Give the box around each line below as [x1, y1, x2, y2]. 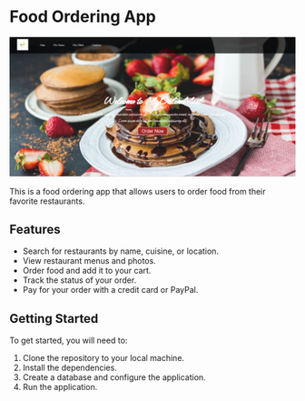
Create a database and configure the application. [22, 372, 206, 383]
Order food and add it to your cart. [22, 266, 152, 276]
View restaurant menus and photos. [22, 256, 156, 266]
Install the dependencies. [22, 362, 118, 374]
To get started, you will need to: [9, 335, 128, 346]
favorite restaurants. [9, 195, 85, 206]
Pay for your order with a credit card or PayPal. [22, 285, 199, 296]
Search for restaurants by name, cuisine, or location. [22, 246, 220, 256]
